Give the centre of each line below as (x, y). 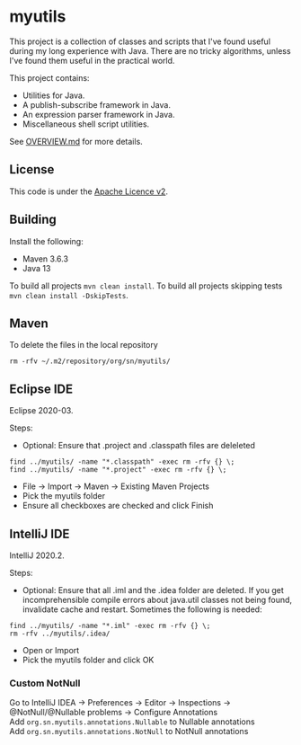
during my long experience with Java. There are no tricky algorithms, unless (150, 50)
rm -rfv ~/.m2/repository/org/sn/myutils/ (90, 361)
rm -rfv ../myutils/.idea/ (60, 634)
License (32, 169)
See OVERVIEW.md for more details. (76, 141)
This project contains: (49, 77)
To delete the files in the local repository (84, 345)
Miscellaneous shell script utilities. (86, 124)
